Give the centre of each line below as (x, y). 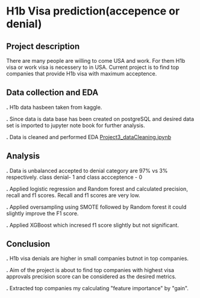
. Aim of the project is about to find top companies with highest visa (90, 270)
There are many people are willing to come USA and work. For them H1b (96, 61)
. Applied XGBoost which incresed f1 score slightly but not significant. (93, 225)
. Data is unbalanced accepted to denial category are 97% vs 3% (87, 170)
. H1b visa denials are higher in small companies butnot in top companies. (97, 259)
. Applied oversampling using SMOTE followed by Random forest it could (96, 207)
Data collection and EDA (52, 93)
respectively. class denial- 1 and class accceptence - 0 (74, 177)
